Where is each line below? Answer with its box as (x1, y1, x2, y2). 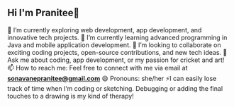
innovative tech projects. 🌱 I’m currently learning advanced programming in (7, 33, 228, 42)
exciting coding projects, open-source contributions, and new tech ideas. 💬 (7, 48, 228, 56)
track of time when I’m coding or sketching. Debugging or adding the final (7, 84, 223, 92)
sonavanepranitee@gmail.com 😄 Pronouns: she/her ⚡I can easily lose (7, 74, 217, 82)
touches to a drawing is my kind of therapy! (7, 92, 135, 100)
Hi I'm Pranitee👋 (7, 7, 80, 19)
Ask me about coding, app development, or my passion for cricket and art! (7, 56, 225, 64)
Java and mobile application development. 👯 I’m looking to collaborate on (7, 40, 221, 49)
